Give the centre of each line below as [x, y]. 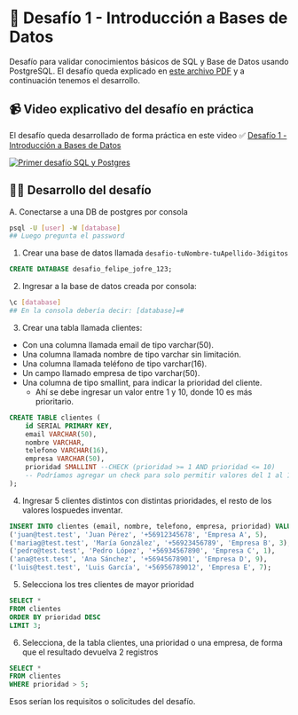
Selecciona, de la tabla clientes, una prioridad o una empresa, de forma [153, 642]
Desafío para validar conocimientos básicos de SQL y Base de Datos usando [149, 61]
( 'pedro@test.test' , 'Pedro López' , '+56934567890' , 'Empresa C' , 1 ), [142, 551]
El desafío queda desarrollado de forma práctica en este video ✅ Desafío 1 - [148, 135]
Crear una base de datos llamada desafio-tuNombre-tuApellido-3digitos [155, 253]
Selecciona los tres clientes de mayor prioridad [108, 585]
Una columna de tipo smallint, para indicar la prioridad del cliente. [142, 382]
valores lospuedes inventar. [72, 510]
